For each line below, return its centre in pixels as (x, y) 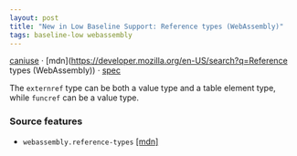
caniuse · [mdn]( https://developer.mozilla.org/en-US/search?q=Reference (148, 61)
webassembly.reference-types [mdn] (90, 141)
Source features (46, 121)
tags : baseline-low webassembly (71, 35)
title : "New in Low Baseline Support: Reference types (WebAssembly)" (147, 26)
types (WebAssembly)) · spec (65, 70)
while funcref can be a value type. (74, 98)
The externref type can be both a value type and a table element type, (143, 88)
